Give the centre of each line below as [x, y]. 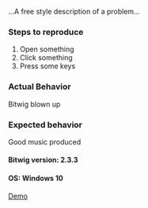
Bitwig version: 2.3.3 [43, 160]
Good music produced [45, 141]
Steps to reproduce [46, 32]
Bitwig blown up [34, 104]
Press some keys [47, 66]
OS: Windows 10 [36, 179]
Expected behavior [46, 125]
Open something [47, 49]
